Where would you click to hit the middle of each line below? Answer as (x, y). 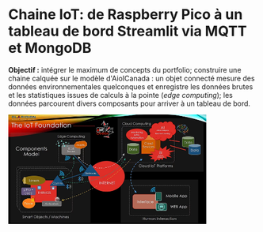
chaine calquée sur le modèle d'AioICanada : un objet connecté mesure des (131, 78)
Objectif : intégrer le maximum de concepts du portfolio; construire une (125, 69)
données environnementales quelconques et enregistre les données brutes (131, 86)
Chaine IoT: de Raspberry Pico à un (126, 15)
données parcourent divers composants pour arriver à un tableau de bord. (130, 103)
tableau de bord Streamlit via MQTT (128, 31)
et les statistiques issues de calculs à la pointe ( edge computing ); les (121, 95)
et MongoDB (50, 48)
